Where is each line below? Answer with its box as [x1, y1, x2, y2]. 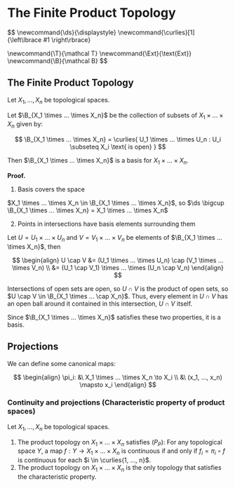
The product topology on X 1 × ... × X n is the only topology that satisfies [17, 463, 222, 474]
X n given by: [7, 120, 43, 130]
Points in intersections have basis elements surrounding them [17, 219, 196, 228]
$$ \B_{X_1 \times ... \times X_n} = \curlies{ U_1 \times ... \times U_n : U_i [14, 135, 222, 144]
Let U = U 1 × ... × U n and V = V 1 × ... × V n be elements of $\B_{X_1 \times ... [7, 233, 222, 243]
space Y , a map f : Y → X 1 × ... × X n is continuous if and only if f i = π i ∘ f [17, 447, 226, 457]
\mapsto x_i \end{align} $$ [79, 380, 156, 388]
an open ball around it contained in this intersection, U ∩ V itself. [7, 299, 193, 308]
